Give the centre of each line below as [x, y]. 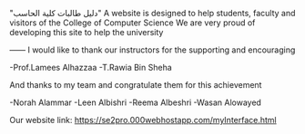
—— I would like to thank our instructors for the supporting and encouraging [152, 50]
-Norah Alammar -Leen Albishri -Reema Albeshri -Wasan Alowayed [136, 102]
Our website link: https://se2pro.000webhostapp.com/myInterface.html [143, 120]
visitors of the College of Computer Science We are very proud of [132, 23]
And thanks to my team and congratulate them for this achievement [136, 85]
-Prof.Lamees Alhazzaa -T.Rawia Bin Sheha [91, 67]
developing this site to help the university [86, 32]
